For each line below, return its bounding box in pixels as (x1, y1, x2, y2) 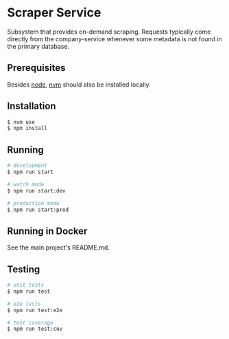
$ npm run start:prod (7, 206, 69, 213)
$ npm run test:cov (7, 325, 63, 333)
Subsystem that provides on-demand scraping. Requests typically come (7, 28, 211, 36)
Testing (7, 263, 40, 275)
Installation (7, 100, 56, 112)
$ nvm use (7, 118, 36, 125)
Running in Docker (7, 225, 88, 237)
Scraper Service (7, 5, 101, 21)
